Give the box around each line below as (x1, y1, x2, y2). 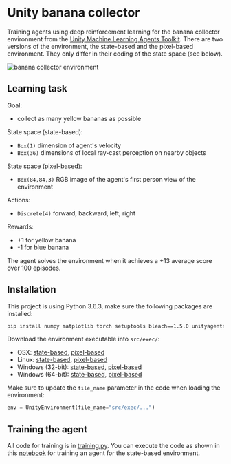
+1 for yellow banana (16, 235, 76, 244)
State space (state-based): (7, 127, 83, 136)
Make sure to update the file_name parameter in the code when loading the (7, 383, 221, 392)
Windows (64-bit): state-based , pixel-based (16, 370, 142, 379)
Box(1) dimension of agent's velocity (16, 141, 122, 149)
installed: (7, 309, 33, 317)
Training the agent (7, 423, 88, 435)
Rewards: (7, 222, 34, 231)
